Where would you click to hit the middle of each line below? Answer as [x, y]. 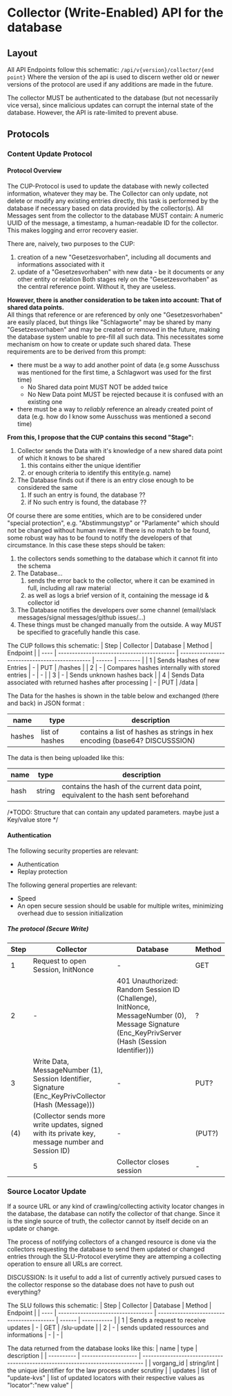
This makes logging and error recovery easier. [72, 230]
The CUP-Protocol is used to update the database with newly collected [108, 186]
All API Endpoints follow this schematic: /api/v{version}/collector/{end [110, 70]
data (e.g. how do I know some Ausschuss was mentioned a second [114, 416]
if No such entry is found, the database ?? [87, 502]
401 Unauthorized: [147, 980]
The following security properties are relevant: [73, 851]
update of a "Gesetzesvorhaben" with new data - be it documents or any [120, 272]
